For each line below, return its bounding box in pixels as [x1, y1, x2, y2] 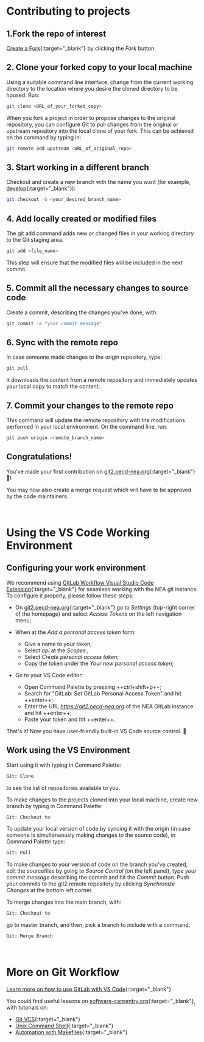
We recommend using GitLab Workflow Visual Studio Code [6, 579, 154, 586]
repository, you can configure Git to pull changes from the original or [6, 121, 178, 128]
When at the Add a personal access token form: [15, 628, 136, 636]
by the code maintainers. [6, 492, 69, 500]
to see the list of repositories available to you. [6, 784, 121, 791]
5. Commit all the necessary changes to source [6, 283, 189, 294]
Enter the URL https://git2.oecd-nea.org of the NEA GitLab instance [24, 702, 194, 710]
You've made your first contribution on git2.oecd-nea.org [6, 468, 150, 475]
